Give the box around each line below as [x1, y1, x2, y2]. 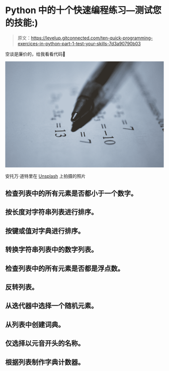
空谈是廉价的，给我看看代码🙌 [5, 51, 66, 57]
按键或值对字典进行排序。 [5, 227, 84, 235]
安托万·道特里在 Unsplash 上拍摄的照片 [5, 173, 86, 179]
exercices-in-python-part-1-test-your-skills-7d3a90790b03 [17, 40, 141, 46]
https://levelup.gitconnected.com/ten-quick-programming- [31, 35, 153, 41]
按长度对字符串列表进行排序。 [5, 208, 98, 217]
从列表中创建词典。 [5, 320, 65, 329]
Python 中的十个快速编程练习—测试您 [5, 5, 162, 16]
